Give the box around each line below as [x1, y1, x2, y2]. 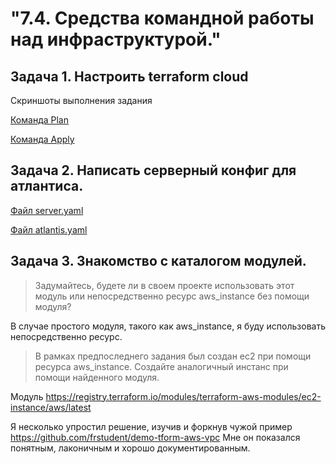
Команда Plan [10, 114, 69, 126]
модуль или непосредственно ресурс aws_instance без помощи [34, 290, 310, 302]
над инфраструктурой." [10, 28, 222, 51]
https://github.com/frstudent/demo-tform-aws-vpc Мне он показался [10, 431, 301, 443]
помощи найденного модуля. [34, 371, 160, 383]
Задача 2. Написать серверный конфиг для [10, 162, 297, 179]
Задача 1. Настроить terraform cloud [10, 68, 249, 85]
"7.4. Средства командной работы [10, 7, 315, 30]
